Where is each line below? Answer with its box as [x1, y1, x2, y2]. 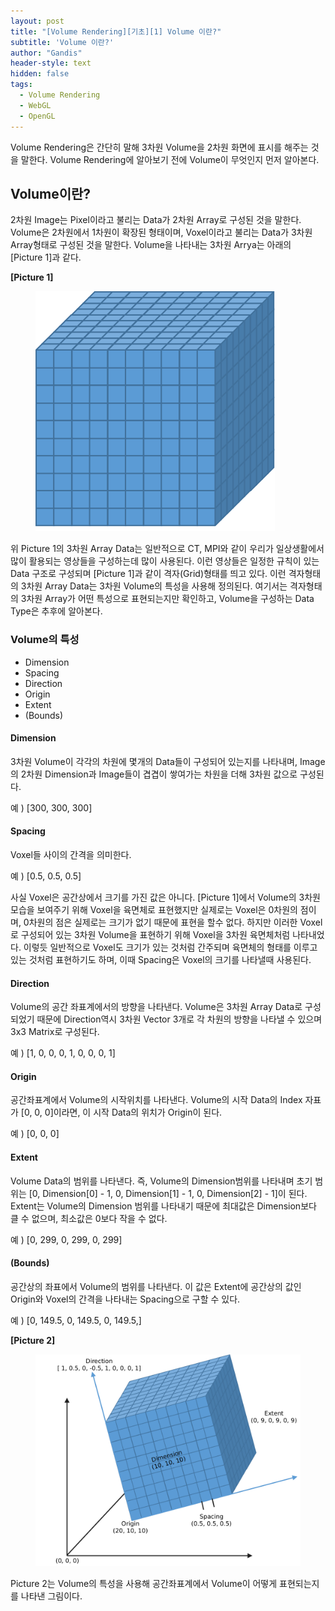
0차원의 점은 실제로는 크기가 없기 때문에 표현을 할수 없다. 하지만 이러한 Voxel [23, 916, 323, 929]
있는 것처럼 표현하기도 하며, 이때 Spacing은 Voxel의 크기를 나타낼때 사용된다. [10, 954, 312, 966]
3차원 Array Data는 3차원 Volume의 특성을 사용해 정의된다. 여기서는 [20, 580, 288, 592]
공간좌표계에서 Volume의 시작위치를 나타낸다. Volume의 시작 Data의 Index [10, 1094, 303, 1106]
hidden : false [10, 69, 70, 79]
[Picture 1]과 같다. [10, 251, 82, 264]
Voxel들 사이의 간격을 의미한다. [10, 849, 132, 861]
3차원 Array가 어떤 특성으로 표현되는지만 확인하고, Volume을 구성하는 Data [20, 593, 315, 605]
